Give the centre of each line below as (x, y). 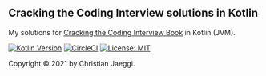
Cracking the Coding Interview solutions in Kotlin (133, 13)
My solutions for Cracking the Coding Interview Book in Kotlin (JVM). (122, 32)
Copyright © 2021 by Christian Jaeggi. (72, 63)
